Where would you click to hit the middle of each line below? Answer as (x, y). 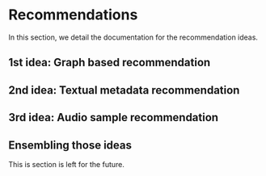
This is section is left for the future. (67, 164)
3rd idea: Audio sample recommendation (114, 117)
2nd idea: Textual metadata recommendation (124, 90)
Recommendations (73, 15)
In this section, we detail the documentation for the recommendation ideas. (133, 37)
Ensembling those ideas (70, 145)
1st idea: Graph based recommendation (110, 63)
